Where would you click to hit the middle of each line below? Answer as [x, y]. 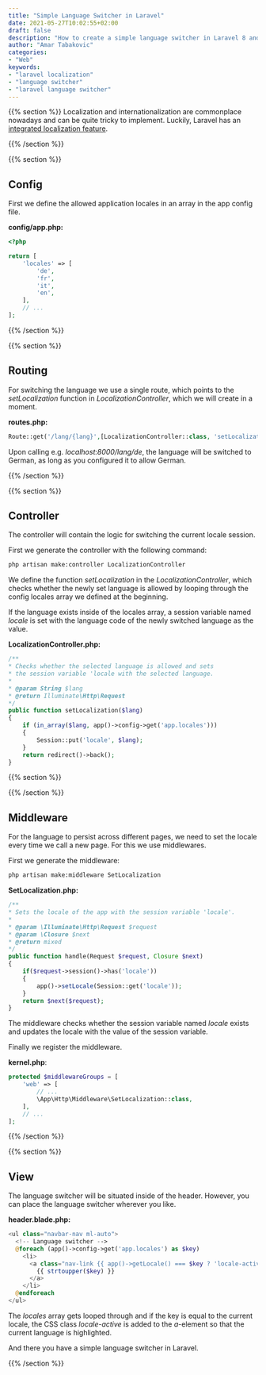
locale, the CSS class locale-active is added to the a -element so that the [126, 1324]
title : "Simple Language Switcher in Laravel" [86, 15]
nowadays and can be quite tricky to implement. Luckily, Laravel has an [125, 121]
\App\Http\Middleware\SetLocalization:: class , [115, 1099]
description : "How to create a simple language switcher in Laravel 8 [127, 38]
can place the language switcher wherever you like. [92, 1204]
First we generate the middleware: [64, 861]
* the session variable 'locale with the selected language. [111, 674]
